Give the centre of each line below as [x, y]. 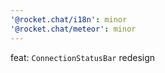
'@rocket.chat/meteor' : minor [73, 29]
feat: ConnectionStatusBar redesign [83, 57]
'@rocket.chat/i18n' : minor [69, 19]
